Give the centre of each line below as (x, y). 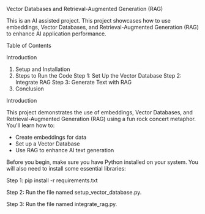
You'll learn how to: (31, 125)
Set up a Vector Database (47, 144)
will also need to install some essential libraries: (66, 168)
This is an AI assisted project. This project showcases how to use (89, 20)
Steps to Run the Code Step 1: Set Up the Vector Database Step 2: (98, 76)
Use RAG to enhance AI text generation (65, 150)
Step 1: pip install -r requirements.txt (52, 180)
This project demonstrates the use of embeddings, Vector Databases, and (99, 112)
